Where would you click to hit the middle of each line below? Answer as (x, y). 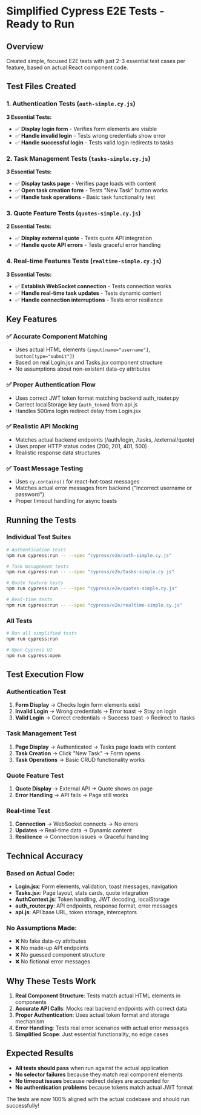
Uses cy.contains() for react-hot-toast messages (77, 482)
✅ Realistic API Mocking (42, 426)
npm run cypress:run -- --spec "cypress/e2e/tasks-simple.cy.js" (90, 572)
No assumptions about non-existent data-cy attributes (83, 369)
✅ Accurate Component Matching (57, 336)
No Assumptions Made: (42, 928)
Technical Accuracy (45, 856)
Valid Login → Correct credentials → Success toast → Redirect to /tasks (105, 718)
